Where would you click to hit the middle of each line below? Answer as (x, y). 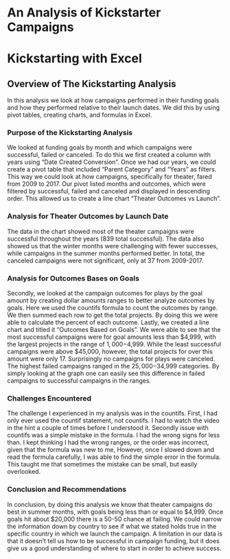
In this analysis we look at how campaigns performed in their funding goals (113, 100)
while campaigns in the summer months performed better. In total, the (106, 253)
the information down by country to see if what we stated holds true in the (112, 526)
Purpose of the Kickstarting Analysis (70, 133)
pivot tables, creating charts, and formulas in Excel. (80, 115)
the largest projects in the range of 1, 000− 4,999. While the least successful (114, 344)
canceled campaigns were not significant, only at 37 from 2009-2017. (105, 260)
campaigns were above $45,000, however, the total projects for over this (110, 352)
